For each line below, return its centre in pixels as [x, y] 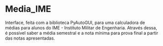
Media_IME [28, 9]
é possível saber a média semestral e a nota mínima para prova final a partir [82, 33]
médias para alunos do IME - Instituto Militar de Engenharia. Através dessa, [81, 27]
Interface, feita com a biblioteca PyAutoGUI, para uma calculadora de [75, 23]
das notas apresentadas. [30, 38]
